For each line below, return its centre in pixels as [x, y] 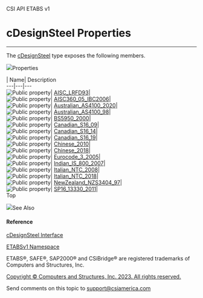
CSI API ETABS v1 [28, 9]
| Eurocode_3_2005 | [76, 157]
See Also [24, 207]
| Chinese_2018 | [70, 150]
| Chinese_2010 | [70, 144]
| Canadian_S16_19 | [74, 137]
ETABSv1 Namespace [33, 247]
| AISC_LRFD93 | [70, 92]
